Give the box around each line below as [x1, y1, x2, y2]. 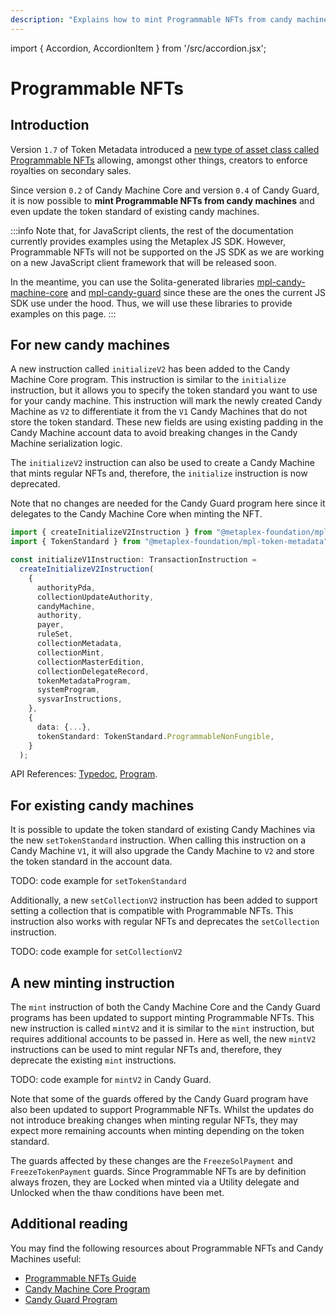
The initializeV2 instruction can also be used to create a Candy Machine [10, 457, 315, 469]
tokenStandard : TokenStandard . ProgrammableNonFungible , [36, 731, 275, 741]
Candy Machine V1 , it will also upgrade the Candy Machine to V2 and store [10, 845, 315, 857]
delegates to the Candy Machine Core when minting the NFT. [10, 508, 263, 520]
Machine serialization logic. [10, 437, 123, 450]
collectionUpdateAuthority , [36, 592, 155, 602]
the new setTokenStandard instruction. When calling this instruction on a [10, 834, 307, 846]
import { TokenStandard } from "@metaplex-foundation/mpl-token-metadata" [10, 537, 329, 547]
